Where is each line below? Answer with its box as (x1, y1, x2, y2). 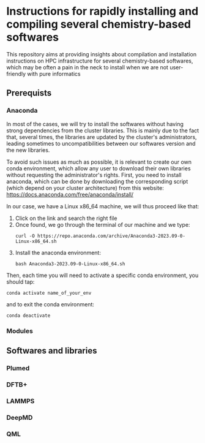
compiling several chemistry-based (6, 17, 192, 31)
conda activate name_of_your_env (6, 290, 92, 296)
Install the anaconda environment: (15, 249, 101, 256)
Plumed (6, 363, 30, 372)
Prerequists (6, 88, 52, 99)
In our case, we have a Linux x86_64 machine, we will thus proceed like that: (6, 202, 199, 210)
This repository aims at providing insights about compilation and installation (6, 50, 197, 58)
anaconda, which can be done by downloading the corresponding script (6, 178, 188, 185)
